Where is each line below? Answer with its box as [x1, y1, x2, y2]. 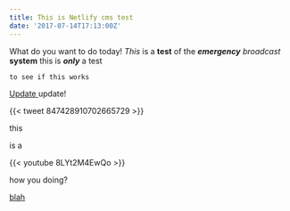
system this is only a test [9, 55, 103, 66]
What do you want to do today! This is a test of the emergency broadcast [9, 45, 281, 56]
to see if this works [9, 72, 90, 81]
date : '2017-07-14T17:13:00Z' [9, 21, 122, 30]
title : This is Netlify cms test [9, 12, 134, 22]
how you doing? [9, 174, 69, 185]
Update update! [9, 88, 67, 99]
